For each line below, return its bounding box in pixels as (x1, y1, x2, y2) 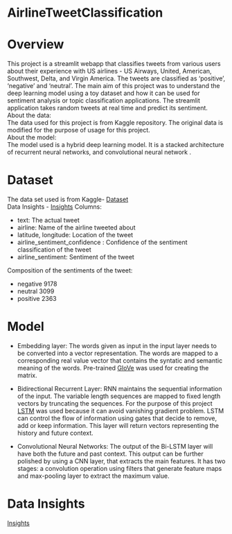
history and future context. (17, 429, 93, 437)
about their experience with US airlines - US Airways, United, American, (7, 67, 213, 76)
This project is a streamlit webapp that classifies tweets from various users (7, 60, 221, 68)
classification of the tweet (17, 246, 91, 254)
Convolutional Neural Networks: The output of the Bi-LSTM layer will (17, 442, 213, 450)
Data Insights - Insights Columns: (7, 203, 102, 211)
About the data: (7, 111, 52, 119)
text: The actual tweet (17, 216, 80, 225)
